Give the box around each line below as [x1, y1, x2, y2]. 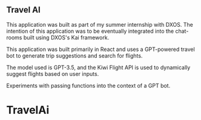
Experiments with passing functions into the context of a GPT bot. [6, 82, 171, 89]
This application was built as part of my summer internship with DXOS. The [6, 21, 194, 28]
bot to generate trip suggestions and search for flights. [6, 52, 143, 59]
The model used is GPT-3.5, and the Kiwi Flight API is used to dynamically [6, 64, 191, 71]
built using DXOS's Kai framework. [23, 33, 110, 41]
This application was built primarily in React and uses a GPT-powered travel [6, 45, 195, 53]
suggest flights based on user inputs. [6, 70, 99, 78]
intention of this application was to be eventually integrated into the [6, 27, 174, 35]
